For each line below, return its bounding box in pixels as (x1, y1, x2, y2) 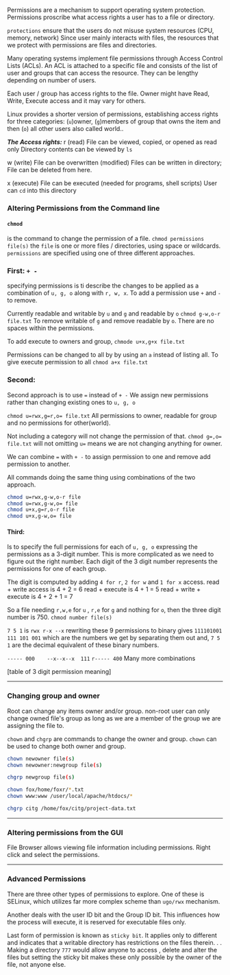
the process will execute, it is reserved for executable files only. (7, 917, 187, 926)
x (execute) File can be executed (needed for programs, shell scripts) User (7, 179, 218, 187)
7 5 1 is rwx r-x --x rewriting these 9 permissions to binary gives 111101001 (7, 626, 222, 635)
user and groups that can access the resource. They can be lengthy (7, 69, 199, 77)
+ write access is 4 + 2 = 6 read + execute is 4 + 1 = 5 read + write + (7, 585, 201, 594)
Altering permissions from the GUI (7, 827, 123, 837)
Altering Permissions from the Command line (7, 203, 160, 213)
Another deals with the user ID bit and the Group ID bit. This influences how (7, 911, 220, 919)
